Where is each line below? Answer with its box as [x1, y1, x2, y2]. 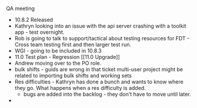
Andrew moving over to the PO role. [14, 60, 102, 67]
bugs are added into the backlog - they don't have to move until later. [23, 90, 191, 97]
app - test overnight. [14, 29, 65, 36]
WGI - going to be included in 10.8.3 [14, 47, 102, 54]
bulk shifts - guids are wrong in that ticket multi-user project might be [14, 66, 183, 72]
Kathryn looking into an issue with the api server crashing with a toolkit [14, 23, 186, 29]
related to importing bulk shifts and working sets [14, 72, 132, 79]
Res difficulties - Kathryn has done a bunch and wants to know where [14, 78, 183, 85]
